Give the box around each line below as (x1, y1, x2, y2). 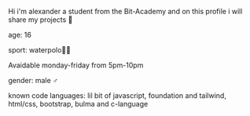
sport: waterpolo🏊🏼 (8, 45, 71, 54)
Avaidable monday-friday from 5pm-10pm (8, 60, 144, 70)
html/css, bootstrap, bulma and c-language (8, 100, 149, 108)
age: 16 (8, 31, 31, 39)
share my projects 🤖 (8, 15, 73, 24)
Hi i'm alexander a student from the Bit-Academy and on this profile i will (8, 7, 243, 16)
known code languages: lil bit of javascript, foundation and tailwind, (8, 91, 226, 100)
